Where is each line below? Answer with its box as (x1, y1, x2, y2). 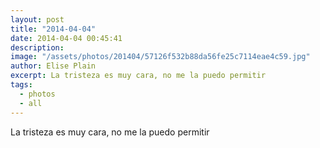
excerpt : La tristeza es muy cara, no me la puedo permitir (10, 71, 267, 81)
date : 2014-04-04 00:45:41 (10, 33, 123, 43)
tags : (10, 80, 33, 90)
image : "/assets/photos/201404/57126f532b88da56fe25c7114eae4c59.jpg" (10, 52, 311, 62)
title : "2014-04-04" (10, 24, 97, 34)
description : (10, 42, 65, 53)
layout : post (10, 14, 65, 25)
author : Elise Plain (10, 61, 97, 71)
